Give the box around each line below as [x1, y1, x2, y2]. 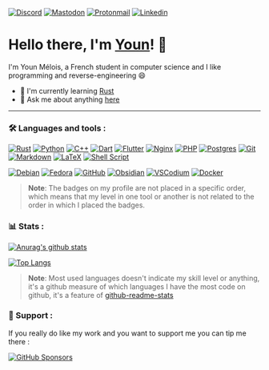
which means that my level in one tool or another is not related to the [27, 192, 255, 202]
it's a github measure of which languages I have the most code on [27, 281, 246, 292]
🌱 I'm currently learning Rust [19, 86, 114, 95]
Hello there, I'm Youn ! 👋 [8, 36, 167, 54]
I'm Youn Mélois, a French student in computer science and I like [8, 62, 222, 71]
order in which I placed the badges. [27, 200, 146, 210]
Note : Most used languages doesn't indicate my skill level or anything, [27, 273, 260, 283]
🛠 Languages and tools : [8, 123, 106, 134]
